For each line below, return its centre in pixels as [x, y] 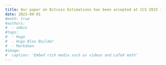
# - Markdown [20, 46]
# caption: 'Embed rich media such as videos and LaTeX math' [72, 55]
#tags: [12, 32]
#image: [13, 50]
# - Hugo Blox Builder [30, 42]
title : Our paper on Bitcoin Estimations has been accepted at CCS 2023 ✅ [84, 10]
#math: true [17, 19]
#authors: [15, 23]
